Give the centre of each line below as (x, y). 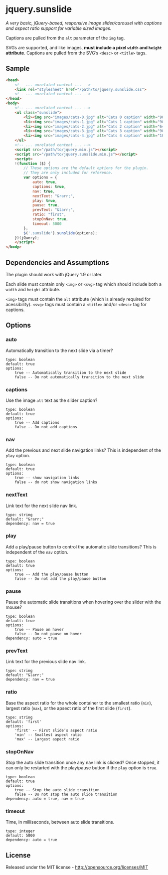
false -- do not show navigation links (56, 482)
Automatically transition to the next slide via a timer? (59, 350)
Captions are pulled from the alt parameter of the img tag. (65, 38)
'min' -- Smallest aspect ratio (48, 735)
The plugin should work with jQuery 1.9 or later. (54, 274)
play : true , (45, 200)
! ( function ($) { (33, 164)
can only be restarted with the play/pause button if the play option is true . (82, 768)
